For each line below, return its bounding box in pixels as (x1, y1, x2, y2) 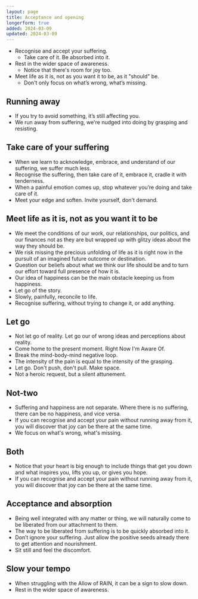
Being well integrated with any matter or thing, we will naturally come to (14, 515, 191, 522)
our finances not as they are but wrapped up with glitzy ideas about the (14, 236, 191, 243)
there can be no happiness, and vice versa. (14, 410, 121, 417)
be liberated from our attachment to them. (14, 521, 118, 528)
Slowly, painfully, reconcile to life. (14, 293, 97, 300)
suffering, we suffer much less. (14, 164, 91, 172)
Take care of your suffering (6, 142, 109, 152)
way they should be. (14, 242, 65, 249)
